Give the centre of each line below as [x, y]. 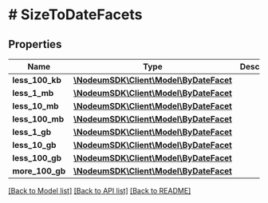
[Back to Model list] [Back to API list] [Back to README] [100, 191]
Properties [35, 44]
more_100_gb [39, 171]
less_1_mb [33, 93]
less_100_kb [37, 80]
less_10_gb [34, 145]
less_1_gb [32, 132]
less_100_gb [37, 158]
